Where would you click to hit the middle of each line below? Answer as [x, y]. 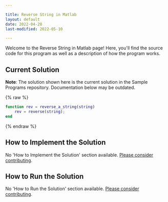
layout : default [23, 19]
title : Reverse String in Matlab [41, 14]
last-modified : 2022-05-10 [34, 29]
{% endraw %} [21, 126]
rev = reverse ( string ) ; [40, 112]
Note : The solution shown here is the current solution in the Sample [77, 82]
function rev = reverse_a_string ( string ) [50, 107]
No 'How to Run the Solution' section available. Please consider [72, 189]
